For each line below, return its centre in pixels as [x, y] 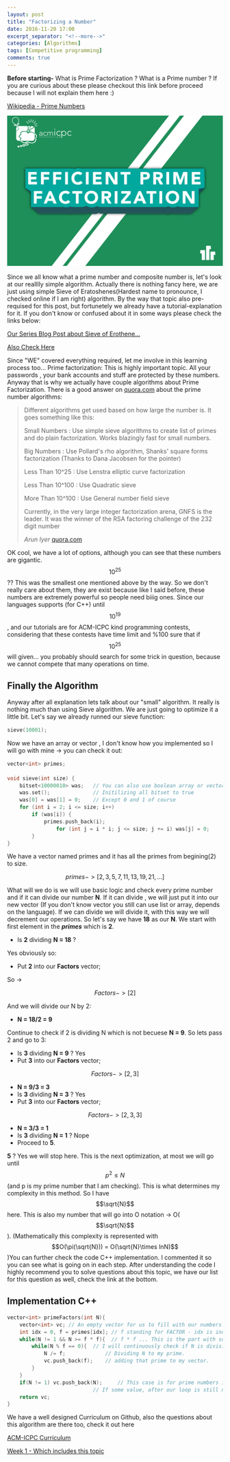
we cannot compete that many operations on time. [78, 664]
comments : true [29, 58]
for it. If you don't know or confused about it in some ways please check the [114, 313]
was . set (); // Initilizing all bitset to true [107, 793]
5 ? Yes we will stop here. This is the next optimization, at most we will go [111, 1156]
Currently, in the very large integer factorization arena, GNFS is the [118, 512]
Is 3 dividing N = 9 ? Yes [51, 1053]
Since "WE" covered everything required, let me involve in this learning [107, 360]
